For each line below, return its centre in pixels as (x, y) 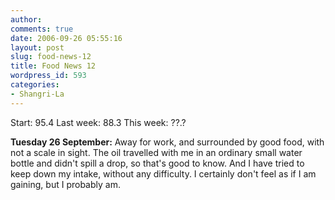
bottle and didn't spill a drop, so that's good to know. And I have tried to (157, 163)
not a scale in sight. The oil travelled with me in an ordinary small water (156, 152)
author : (26, 19)
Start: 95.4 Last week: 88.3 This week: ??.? (98, 122)
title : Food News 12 (53, 66)
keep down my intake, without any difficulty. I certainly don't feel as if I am (163, 173)
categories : (35, 85)
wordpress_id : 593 (48, 76)
